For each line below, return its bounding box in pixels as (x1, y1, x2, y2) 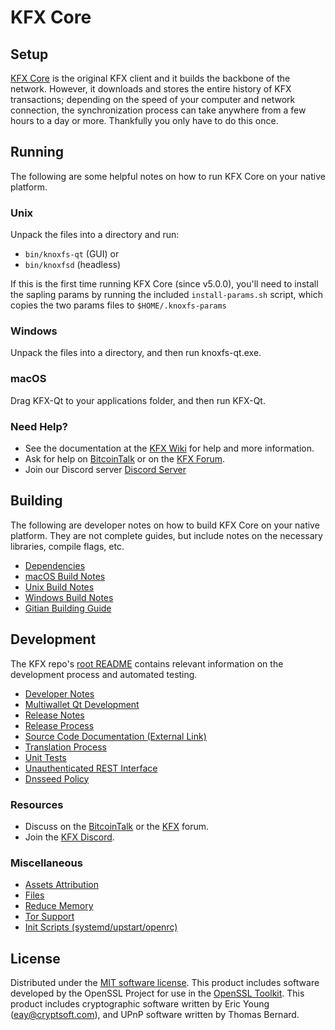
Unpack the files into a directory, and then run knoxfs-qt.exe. (10, 347, 262, 359)
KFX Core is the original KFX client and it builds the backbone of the (10, 72, 291, 84)
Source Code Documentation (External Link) (24, 730, 207, 742)
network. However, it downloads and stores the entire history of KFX (10, 83, 292, 95)
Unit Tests (24, 751, 67, 763)
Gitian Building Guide (24, 602, 112, 614)
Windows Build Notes (24, 591, 114, 603)
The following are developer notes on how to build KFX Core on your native (10, 519, 320, 531)
